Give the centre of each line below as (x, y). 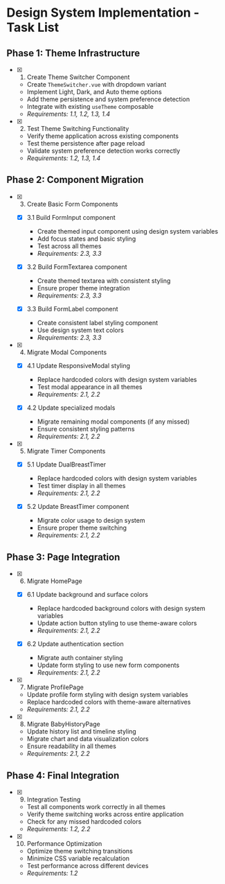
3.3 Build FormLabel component (72, 309)
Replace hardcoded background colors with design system (121, 609)
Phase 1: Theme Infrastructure (73, 53)
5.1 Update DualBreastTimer (66, 465)
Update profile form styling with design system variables (107, 695)
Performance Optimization (64, 843)
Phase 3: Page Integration (63, 557)
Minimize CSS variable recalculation (78, 858)
